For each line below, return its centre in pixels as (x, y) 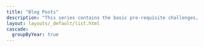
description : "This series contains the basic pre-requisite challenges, (103, 18)
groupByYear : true (36, 35)
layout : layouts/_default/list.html (53, 23)
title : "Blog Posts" (33, 12)
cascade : (17, 29)
